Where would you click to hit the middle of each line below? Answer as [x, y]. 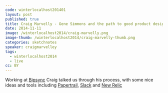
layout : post [19, 14]
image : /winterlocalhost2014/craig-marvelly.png [57, 33]
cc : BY [12, 65]
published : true [22, 19]
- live [16, 61]
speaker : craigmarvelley [31, 47]
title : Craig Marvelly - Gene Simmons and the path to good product [78, 24]
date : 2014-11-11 [23, 28]
